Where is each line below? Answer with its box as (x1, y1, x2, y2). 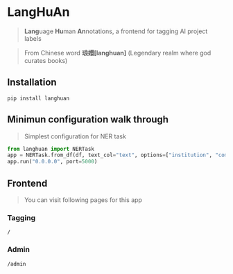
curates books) (24, 56, 68, 64)
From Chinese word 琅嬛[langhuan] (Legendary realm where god (24, 48, 212, 57)
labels (24, 34, 42, 42)
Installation (7, 77, 57, 89)
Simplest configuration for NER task (24, 132, 127, 140)
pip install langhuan (7, 95, 70, 102)
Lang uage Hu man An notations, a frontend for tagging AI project (24, 27, 208, 35)
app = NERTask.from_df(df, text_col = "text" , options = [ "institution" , (7, 152, 213, 159)
